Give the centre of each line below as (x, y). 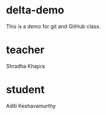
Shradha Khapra (26, 66)
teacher (25, 50)
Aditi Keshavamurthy (31, 106)
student (25, 90)
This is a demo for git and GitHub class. (53, 26)
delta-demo (35, 10)
